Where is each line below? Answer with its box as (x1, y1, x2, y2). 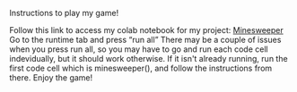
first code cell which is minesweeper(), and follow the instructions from (9, 63, 273, 73)
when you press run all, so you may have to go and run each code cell (9, 44, 268, 54)
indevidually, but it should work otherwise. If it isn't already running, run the (9, 54, 289, 63)
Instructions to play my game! (9, 8, 119, 18)
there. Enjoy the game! (9, 72, 93, 83)
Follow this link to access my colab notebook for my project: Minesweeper (9, 25, 284, 35)
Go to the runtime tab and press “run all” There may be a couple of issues (9, 35, 282, 45)
